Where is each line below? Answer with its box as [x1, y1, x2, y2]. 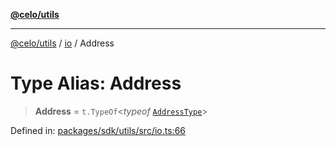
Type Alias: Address [10, 72, 182, 95]
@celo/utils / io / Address [10, 37, 115, 49]
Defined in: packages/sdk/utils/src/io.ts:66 [10, 124, 187, 136]
